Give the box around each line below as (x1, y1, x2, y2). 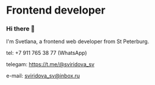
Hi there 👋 (6, 25, 36, 33)
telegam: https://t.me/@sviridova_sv (6, 61, 95, 68)
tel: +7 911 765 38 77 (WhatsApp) (6, 50, 87, 57)
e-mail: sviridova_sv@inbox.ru (6, 72, 80, 80)
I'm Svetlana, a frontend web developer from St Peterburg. (6, 38, 150, 45)
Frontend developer (6, 4, 106, 17)
